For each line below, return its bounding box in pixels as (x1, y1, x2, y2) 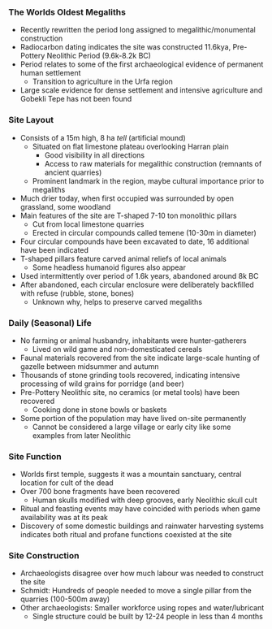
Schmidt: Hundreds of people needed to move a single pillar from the (19, 586, 252, 596)
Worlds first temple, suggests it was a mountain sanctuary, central (19, 470, 242, 479)
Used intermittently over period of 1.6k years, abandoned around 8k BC (19, 271, 259, 280)
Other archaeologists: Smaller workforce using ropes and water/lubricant (19, 603, 265, 613)
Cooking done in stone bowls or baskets (32, 405, 167, 414)
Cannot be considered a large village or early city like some (32, 422, 231, 432)
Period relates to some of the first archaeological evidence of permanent (19, 59, 264, 69)
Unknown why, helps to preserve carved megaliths (32, 297, 203, 306)
